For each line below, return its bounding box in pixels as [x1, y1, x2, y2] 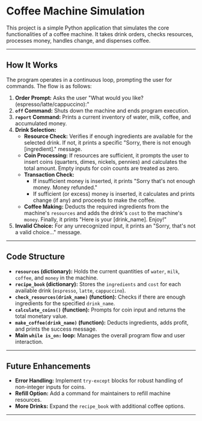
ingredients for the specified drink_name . [14, 299, 115, 307]
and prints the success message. [14, 325, 97, 332]
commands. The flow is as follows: [6, 83, 92, 90]
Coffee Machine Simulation [6, 4, 145, 18]
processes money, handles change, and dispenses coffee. [6, 37, 151, 44]
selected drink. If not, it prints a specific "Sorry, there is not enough [23, 139, 191, 146]
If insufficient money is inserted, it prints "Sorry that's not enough [32, 177, 195, 184]
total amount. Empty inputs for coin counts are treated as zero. [23, 164, 179, 172]
